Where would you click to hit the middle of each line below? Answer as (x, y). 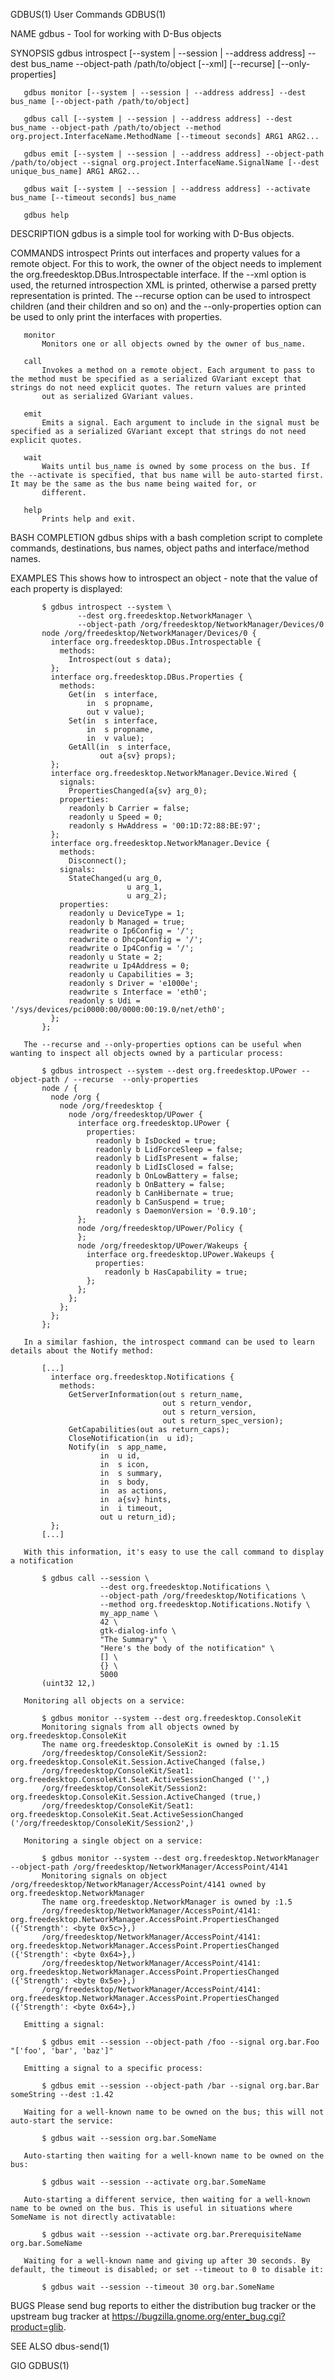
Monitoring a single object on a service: (113, 1841)
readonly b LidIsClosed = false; (165, 1167)
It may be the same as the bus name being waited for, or (133, 484)
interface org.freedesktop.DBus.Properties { (147, 677)
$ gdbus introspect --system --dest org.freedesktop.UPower (169, 1071)
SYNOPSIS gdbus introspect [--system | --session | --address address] (158, 53)
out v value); (115, 712)
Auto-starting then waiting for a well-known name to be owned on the (174, 2156)
